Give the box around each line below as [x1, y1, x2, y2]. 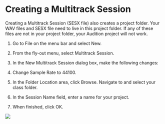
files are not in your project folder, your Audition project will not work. [5, 30, 148, 36]
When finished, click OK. [12, 103, 63, 109]
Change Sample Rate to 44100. [12, 69, 76, 75]
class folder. [12, 84, 38, 90]
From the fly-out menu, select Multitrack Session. [12, 50, 114, 56]
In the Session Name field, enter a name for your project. [12, 94, 129, 100]
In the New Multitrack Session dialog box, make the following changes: [12, 59, 158, 65]
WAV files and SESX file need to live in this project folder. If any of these [5, 25, 153, 31]
